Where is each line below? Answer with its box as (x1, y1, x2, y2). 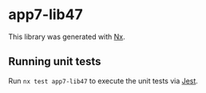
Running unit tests (8, 55, 101, 68)
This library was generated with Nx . (8, 32, 125, 41)
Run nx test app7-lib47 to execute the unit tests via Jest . (8, 76, 198, 85)
